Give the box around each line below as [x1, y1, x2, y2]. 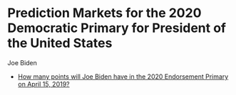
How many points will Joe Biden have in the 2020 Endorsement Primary [17, 72, 229, 81]
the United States [7, 35, 113, 51]
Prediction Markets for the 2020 [7, 5, 202, 21]
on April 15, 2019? [17, 79, 70, 88]
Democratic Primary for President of [7, 20, 227, 36]
